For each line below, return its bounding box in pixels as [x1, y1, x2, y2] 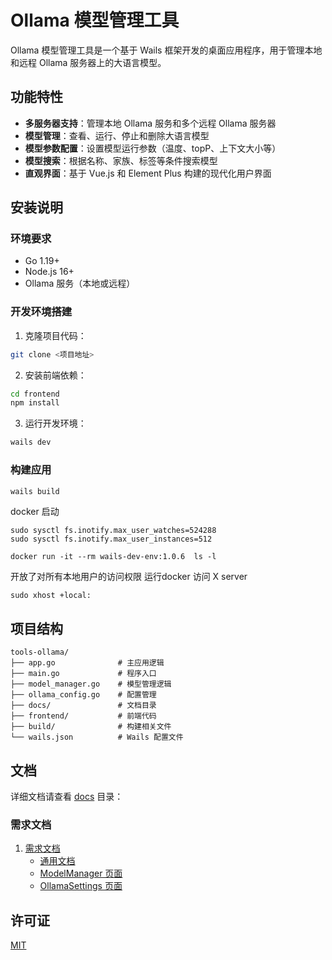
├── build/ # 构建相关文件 [10, 722, 172, 732]
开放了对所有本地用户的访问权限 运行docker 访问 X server [10, 571, 248, 583]
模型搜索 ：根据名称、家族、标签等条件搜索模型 [24, 154, 218, 166]
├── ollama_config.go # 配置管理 [10, 690, 157, 700]
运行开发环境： [24, 417, 87, 430]
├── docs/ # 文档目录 [10, 701, 157, 711]
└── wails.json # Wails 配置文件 [10, 732, 184, 743]
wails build [10, 486, 60, 496]
